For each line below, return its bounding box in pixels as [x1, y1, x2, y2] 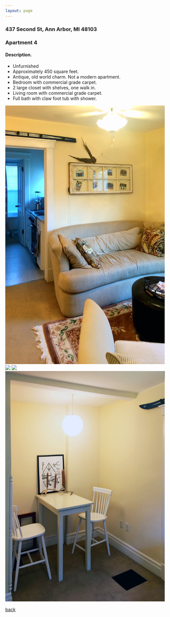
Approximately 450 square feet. [12, 68, 79, 75]
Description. [5, 52, 32, 58]
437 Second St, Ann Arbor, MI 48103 [5, 25, 97, 32]
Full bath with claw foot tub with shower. [12, 95, 97, 101]
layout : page [5, 8, 33, 13]
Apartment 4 [5, 39, 37, 46]
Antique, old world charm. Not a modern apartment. [12, 74, 120, 80]
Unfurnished [12, 63, 39, 69]
